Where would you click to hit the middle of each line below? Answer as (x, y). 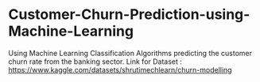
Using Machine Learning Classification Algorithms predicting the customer (130, 53)
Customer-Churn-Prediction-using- (129, 15)
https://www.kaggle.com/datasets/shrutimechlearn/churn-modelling (120, 69)
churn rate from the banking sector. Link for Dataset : (95, 61)
